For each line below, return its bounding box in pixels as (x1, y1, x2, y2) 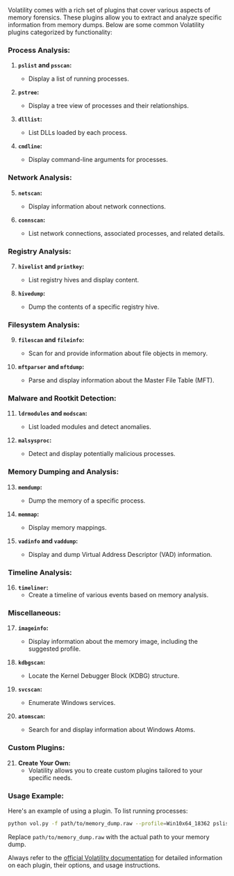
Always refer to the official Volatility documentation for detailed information (8, 853, 223, 861)
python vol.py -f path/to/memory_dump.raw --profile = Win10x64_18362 (8, 820, 210, 827)
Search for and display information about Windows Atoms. (28, 726, 196, 734)
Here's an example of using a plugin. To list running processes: (8, 806, 188, 815)
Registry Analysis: (8, 246, 72, 256)
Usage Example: (8, 790, 65, 800)
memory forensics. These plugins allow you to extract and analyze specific (8, 13, 222, 22)
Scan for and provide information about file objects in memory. (28, 349, 208, 357)
